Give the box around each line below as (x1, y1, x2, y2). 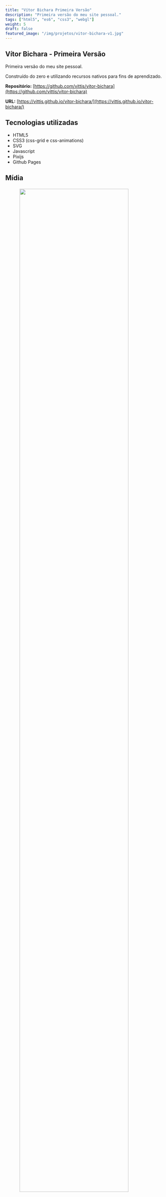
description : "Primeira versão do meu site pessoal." (5, 12, 122, 17)
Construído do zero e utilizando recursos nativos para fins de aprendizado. (5, 73, 162, 79)
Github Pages (12, 159, 42, 165)
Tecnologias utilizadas (5, 118, 78, 127)
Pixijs (12, 153, 24, 160)
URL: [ (5, 98, 19, 104)
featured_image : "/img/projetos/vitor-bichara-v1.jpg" (5, 31, 124, 36)
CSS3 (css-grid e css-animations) (12, 137, 84, 143)
